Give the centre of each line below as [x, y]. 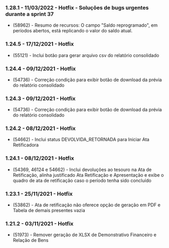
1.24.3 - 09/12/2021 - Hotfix [41, 98]
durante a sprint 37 [30, 14]
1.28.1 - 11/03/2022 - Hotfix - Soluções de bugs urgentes [77, 8]
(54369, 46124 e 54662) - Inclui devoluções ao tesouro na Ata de [82, 169]
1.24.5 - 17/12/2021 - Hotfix [40, 44]
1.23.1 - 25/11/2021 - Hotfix [39, 194]
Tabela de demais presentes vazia [49, 211]
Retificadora [26, 145]
